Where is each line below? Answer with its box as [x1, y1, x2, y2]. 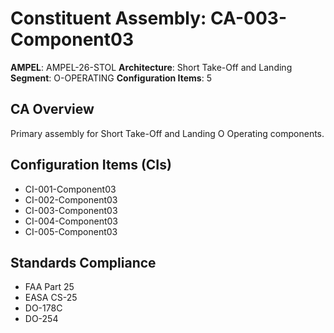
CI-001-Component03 [24, 183, 117, 195]
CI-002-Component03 [24, 193, 118, 206]
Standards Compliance [10, 254, 157, 271]
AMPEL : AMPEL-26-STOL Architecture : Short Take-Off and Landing [10, 61, 293, 73]
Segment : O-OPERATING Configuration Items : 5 [10, 72, 212, 84]
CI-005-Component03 [24, 225, 118, 237]
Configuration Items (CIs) [10, 157, 172, 174]
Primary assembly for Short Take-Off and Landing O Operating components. [10, 127, 325, 139]
